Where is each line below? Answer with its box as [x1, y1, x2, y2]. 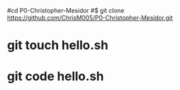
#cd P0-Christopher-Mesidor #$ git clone [7, 7, 125, 14]
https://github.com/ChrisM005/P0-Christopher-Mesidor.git [7, 14, 173, 22]
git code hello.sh [7, 69, 104, 85]
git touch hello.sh [7, 37, 109, 53]
